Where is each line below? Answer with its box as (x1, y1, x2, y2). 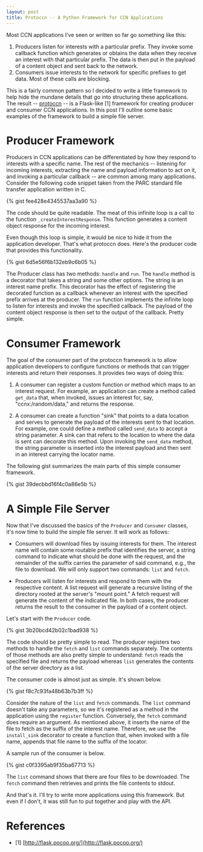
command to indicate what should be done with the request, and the (14, 553, 185, 560)
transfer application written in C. (6, 186, 86, 193)
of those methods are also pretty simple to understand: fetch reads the (6, 652, 183, 659)
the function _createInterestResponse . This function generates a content (6, 216, 187, 223)
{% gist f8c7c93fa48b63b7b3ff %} (6, 688, 94, 695)
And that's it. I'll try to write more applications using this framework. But (6, 791, 185, 799)
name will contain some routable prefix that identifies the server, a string (14, 546, 196, 554)
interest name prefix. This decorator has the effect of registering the (6, 283, 176, 291)
